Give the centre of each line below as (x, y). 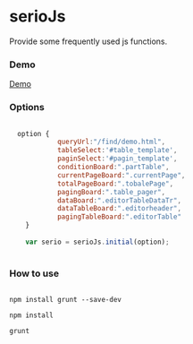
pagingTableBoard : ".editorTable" (119, 217)
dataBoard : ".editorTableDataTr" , (119, 200)
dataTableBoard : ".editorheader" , (119, 209)
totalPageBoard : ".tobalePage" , (115, 184)
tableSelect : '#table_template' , (117, 150)
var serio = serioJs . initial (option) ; (97, 242)
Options (27, 107)
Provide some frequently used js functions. (88, 41)
